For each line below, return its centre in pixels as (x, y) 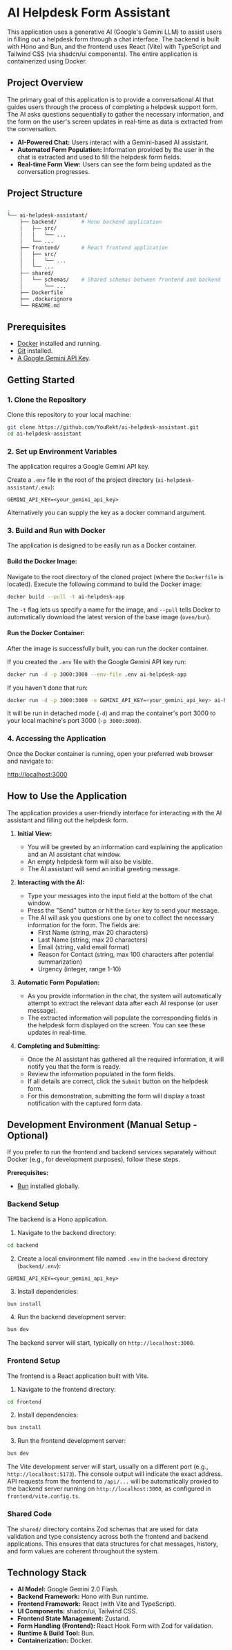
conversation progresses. (54, 171)
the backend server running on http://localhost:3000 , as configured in (109, 1488)
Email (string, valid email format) (84, 947)
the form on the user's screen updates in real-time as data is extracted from (115, 122)
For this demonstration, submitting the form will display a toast (116, 1096)
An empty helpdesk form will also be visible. (90, 862)
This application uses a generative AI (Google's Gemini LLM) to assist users (115, 32)
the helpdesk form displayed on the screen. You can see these (116, 1025)
